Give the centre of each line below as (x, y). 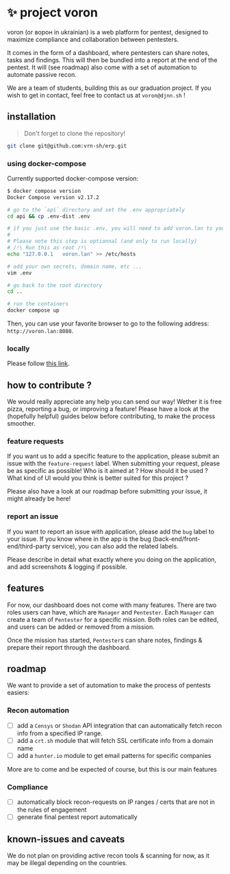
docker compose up (33, 310)
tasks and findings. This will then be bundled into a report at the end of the (112, 60)
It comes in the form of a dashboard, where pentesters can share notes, (108, 52)
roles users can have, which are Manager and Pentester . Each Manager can (111, 612)
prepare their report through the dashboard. (69, 647)
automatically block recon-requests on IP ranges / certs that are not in (116, 802)
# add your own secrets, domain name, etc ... (75, 266)
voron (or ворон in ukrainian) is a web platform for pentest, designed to (108, 32)
